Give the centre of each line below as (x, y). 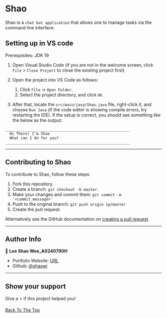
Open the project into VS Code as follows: (55, 79)
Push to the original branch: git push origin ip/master (69, 204)
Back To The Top (23, 310)
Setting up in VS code (39, 43)
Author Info (23, 239)
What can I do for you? (34, 138)
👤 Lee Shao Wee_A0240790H (37, 251)
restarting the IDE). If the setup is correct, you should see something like (86, 115)
